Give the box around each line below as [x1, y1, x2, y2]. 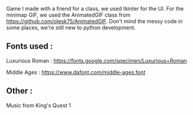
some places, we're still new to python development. [6, 24, 136, 31]
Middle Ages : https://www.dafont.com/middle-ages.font [6, 69, 146, 76]
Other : [6, 86, 33, 96]
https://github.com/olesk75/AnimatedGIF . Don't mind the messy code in [6, 18, 183, 24]
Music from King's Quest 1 [6, 101, 71, 109]
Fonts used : [6, 41, 53, 51]
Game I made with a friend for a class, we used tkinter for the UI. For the [6, 5, 184, 12]
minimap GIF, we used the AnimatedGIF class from [6, 11, 131, 18]
